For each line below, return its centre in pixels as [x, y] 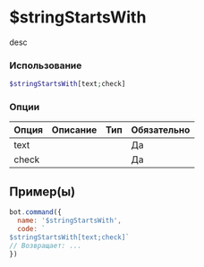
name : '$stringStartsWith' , [70, 221]
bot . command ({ [36, 212]
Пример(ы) [42, 191]
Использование [46, 65]
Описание [74, 130]
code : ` [32, 228]
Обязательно [161, 130]
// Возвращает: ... [46, 245]
